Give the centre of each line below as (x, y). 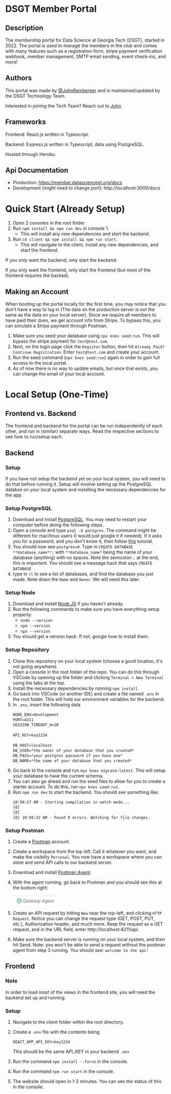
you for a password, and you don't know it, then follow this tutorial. (83, 541)
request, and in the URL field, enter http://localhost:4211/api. (76, 929)
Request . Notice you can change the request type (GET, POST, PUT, (84, 919)
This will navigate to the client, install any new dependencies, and (89, 245)
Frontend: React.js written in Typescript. (47, 134)
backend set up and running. (35, 998)
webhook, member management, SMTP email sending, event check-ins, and (86, 56)
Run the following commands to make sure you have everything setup (86, 609)
